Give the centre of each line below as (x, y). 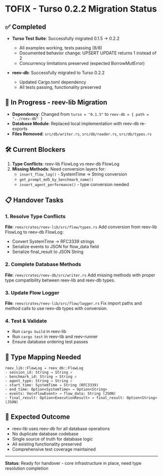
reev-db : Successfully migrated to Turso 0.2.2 (58, 73)
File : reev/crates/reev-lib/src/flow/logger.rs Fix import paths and (73, 303)
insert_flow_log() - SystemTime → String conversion (73, 174)
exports (20, 128)
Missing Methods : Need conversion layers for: (59, 169)
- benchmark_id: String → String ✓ (41, 377)
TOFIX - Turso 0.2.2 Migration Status (81, 9)
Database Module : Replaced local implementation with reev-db (75, 123)
